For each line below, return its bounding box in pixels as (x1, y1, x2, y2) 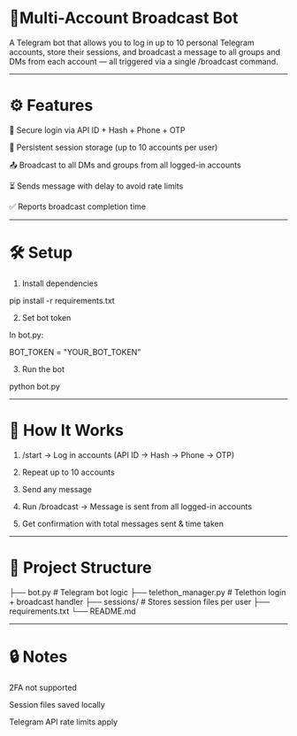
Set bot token (21, 312, 72, 322)
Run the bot (21, 363, 65, 375)
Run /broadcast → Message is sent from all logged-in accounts (21, 500, 253, 512)
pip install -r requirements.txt (9, 295, 115, 306)
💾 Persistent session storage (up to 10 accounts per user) (9, 142, 218, 152)
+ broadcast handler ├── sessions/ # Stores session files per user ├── (9, 596, 270, 607)
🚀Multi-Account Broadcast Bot (9, 8, 239, 28)
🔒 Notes (9, 647, 68, 667)
